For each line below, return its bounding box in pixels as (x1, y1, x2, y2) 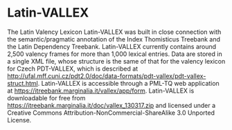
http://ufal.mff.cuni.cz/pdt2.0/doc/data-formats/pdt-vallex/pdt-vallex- (7, 71, 206, 80)
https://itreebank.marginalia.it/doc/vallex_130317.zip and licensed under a (7, 101, 216, 109)
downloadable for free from (7, 93, 86, 102)
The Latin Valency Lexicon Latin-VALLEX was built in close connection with (7, 28, 222, 36)
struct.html (7, 79, 38, 87)
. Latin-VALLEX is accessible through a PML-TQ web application (37, 79, 220, 87)
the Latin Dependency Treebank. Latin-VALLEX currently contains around (7, 42, 217, 50)
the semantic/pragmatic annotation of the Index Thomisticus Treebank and (7, 35, 220, 43)
